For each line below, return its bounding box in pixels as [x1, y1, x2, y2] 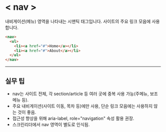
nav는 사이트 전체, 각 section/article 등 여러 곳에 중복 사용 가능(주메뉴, [12, 91, 149, 97]
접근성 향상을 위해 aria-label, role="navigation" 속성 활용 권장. [12, 115, 134, 121]
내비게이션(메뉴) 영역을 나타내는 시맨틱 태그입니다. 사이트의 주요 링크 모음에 [5, 18, 151, 24]
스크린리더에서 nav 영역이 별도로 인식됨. [12, 122, 90, 127]
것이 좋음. [17, 109, 37, 115]
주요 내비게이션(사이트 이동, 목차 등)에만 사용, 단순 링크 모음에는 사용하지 [12, 103, 153, 109]
